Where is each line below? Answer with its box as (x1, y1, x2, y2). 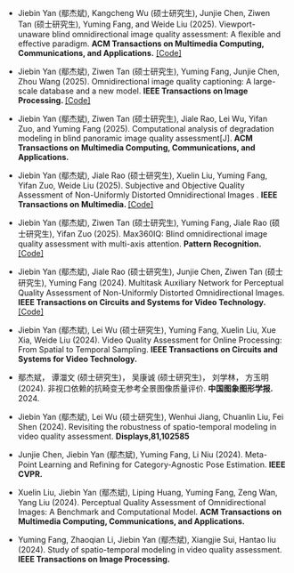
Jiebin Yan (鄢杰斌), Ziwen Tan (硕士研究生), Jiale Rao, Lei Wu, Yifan (17, 114, 268, 124)
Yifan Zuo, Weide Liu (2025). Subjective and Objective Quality (17, 181, 245, 190)
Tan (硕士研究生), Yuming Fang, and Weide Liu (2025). (17, 19, 217, 29)
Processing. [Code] (17, 95, 91, 105)
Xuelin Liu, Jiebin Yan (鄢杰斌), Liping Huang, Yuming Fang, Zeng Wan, (17, 488, 278, 497)
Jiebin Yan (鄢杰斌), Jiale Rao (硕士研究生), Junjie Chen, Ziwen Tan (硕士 (17, 266, 283, 277)
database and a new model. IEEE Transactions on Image (39, 85, 249, 96)
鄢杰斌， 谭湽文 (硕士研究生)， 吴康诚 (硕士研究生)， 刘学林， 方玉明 (17, 372, 269, 383)
